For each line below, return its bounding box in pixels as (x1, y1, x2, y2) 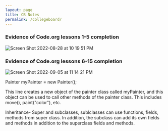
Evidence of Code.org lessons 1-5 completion (5, 33, 120, 40)
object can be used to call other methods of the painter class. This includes (5, 94, 162, 100)
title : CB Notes (5, 12, 39, 17)
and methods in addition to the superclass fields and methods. (5, 120, 135, 126)
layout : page (5, 7, 33, 13)
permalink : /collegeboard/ (5, 17, 62, 22)
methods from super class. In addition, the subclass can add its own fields (5, 114, 160, 120)
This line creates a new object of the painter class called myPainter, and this (5, 89, 163, 95)
